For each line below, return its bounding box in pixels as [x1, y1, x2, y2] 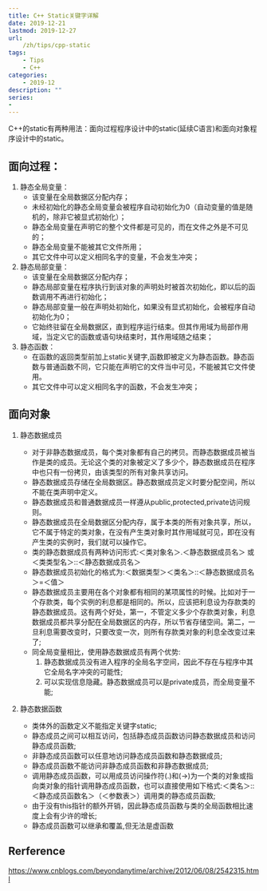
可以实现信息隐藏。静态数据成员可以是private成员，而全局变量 [43, 677, 249, 686]
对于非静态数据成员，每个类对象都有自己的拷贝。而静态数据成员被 [31, 447, 249, 456]
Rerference [8, 845, 65, 858]
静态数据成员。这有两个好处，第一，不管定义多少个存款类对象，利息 [31, 607, 256, 616]
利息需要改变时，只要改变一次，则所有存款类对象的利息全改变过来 [38, 626, 256, 636]
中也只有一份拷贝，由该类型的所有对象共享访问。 [31, 467, 193, 476]
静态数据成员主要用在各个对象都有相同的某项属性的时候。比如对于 [31, 587, 249, 596]
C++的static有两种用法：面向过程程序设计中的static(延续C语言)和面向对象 [8, 124, 250, 133]
